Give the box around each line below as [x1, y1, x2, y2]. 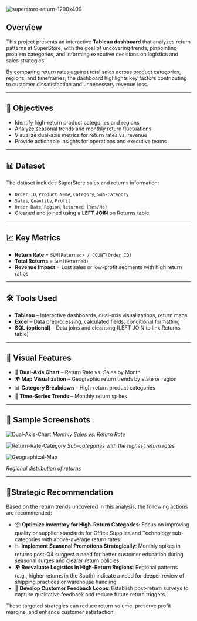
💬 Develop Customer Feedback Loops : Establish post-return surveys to [14, 585, 189, 592]
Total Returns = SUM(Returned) [14, 257, 89, 264]
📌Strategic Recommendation [6, 488, 113, 498]
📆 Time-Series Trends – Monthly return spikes [14, 392, 128, 400]
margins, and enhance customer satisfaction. [6, 608, 116, 615]
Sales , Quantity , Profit [14, 197, 71, 204]
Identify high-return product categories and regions [14, 119, 140, 126]
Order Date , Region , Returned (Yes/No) [14, 203, 108, 210]
